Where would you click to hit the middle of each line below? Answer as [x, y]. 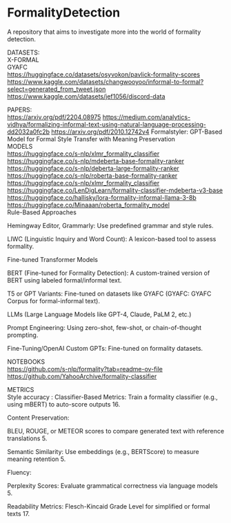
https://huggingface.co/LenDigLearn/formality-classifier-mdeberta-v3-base [115, 190]
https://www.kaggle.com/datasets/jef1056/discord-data [86, 96]
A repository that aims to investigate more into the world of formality [104, 32]
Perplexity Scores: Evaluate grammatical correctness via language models [113, 485]
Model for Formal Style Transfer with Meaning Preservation [91, 139]
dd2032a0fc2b [29, 132]
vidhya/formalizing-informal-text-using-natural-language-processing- [107, 124]
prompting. [23, 335]
